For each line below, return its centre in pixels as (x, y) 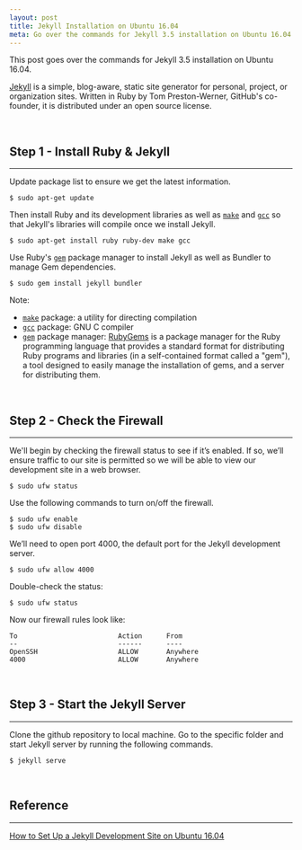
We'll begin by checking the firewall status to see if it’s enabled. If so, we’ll (147, 451)
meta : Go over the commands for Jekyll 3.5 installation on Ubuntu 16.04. (152, 34)
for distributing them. (61, 375)
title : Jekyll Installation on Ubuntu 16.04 (94, 26)
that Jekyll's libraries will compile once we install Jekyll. (112, 225)
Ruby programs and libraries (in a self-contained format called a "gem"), (156, 356)
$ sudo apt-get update (52, 199)
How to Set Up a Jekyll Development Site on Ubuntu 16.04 (117, 836)
